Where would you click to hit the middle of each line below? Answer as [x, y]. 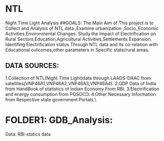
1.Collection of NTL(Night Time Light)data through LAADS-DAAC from [78, 78]
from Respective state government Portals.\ [51, 99]
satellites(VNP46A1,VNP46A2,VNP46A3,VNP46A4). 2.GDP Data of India [81, 83]
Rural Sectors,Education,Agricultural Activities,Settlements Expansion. [79, 39]
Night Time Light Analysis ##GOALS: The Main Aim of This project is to [79, 23]
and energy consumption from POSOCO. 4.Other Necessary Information [81, 94]
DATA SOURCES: [32, 66]
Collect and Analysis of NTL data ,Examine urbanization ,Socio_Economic [82, 28]
